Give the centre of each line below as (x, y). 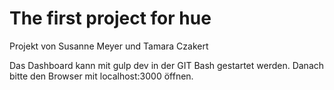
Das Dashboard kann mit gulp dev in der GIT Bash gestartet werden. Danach (167, 65)
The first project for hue (110, 18)
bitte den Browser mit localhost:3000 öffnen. (101, 76)
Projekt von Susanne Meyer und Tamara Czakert (109, 46)
